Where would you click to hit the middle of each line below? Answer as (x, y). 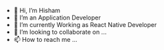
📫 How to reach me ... (45, 40)
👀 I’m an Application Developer (57, 18)
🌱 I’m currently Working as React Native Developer (85, 25)
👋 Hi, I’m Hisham (37, 10)
